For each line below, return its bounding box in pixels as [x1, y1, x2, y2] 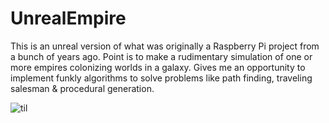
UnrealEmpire [10, 7, 127, 30]
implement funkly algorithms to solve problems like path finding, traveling [10, 72, 313, 84]
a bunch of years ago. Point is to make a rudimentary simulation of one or [10, 50, 313, 62]
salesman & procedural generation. [10, 82, 155, 94]
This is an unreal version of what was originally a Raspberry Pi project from [10, 40, 320, 52]
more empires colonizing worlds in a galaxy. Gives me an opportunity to [10, 61, 306, 73]
